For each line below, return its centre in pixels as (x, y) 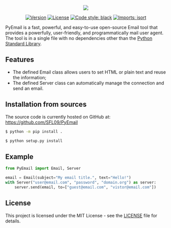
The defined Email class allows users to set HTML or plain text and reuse (89, 72)
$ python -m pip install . (34, 131)
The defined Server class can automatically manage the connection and (88, 83)
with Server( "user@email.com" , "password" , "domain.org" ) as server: (81, 182)
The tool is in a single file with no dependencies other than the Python (79, 38)
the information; (30, 77)
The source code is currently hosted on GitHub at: (58, 117)
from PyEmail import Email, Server (43, 169)
